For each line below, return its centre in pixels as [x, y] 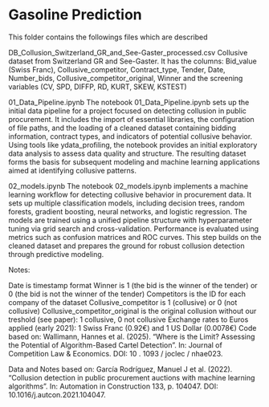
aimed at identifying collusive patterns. [73, 170]
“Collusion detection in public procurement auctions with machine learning [132, 377]
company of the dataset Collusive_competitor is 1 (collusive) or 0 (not [123, 302]
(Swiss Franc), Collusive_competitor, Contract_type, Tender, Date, [117, 69]
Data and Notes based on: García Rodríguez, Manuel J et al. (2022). [120, 369]
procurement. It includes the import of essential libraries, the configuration [131, 119]
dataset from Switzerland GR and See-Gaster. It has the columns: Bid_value [132, 61]
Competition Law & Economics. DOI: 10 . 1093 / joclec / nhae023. [116, 353]
